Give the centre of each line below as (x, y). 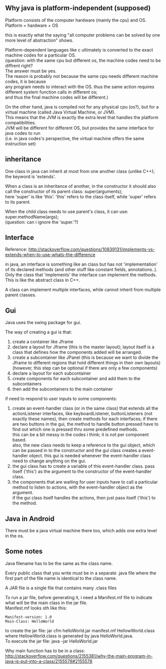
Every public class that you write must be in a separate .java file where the (81, 573)
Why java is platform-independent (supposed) (78, 8)
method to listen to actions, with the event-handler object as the (77, 487)
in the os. (15, 536)
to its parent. (18, 202)
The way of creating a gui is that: (39, 332)
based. (19, 440)
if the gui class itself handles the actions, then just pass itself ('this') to (84, 498)
